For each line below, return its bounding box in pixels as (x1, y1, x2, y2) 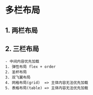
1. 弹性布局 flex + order (5, 64, 56, 69)
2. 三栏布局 (5, 44, 39, 53)
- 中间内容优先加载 (5, 59, 40, 64)
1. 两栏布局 (5, 26, 38, 34)
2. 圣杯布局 (5, 69, 27, 75)
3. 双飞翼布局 (5, 75, 31, 80)
